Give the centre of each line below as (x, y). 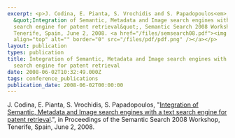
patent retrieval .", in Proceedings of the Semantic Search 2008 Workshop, (114, 120)
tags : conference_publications (53, 78)
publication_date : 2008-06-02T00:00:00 (65, 85)
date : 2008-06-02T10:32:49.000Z (54, 72)
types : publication (36, 53)
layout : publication (37, 46)
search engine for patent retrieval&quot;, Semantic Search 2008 (111, 26)
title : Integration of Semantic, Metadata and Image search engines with (117, 59)
